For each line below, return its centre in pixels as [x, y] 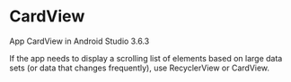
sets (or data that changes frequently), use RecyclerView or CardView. [140, 68]
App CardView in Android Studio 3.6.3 [79, 41]
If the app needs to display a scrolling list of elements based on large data [146, 58]
